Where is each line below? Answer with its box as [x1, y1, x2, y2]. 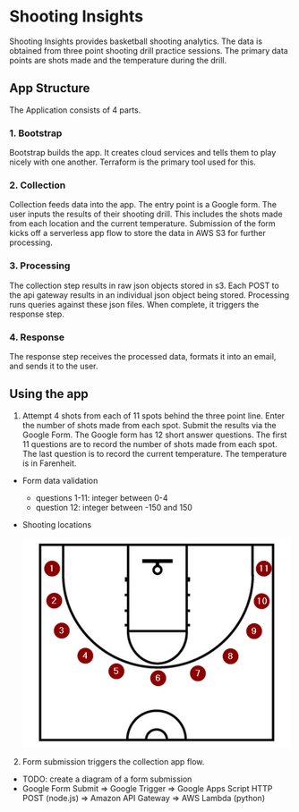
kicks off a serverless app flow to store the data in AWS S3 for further [9, 228, 266, 239]
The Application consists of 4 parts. [9, 105, 141, 115]
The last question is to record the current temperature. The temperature [21, 448, 287, 459]
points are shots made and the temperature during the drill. [9, 55, 226, 65]
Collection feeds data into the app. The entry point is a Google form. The [9, 199, 278, 210]
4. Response [9, 331, 65, 343]
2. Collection [9, 179, 66, 191]
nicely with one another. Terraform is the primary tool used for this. [9, 156, 257, 167]
